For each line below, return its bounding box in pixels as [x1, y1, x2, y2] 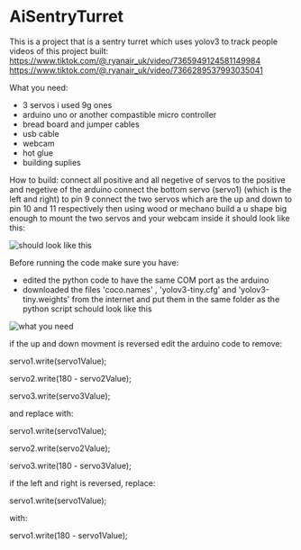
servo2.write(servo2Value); [9, 443, 111, 454]
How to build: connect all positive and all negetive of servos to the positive [9, 174, 286, 185]
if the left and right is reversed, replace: [9, 477, 156, 488]
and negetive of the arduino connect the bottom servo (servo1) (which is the [9, 184, 292, 194]
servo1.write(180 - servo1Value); [9, 529, 128, 541]
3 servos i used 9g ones [22, 99, 113, 110]
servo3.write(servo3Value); [9, 390, 111, 401]
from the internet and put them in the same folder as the [71, 293, 280, 304]
